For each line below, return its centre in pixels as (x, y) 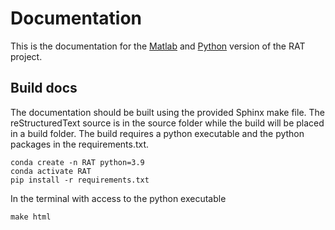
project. (26, 56)
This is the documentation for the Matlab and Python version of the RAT (158, 46)
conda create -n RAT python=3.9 (77, 162)
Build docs (44, 88)
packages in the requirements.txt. (80, 144)
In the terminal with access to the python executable (118, 198)
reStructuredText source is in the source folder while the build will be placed (167, 123)
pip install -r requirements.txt (80, 180)
